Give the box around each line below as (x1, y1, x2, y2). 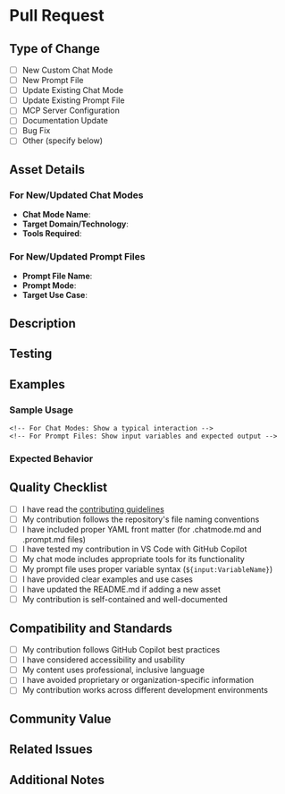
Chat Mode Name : (21, 209, 91, 220)
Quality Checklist (9, 480, 108, 495)
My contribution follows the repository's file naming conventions (21, 514, 260, 525)
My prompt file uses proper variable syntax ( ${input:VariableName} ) (21, 564, 273, 574)
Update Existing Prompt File (21, 95, 125, 106)
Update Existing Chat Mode (21, 85, 124, 96)
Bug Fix (21, 125, 51, 136)
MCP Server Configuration (21, 105, 121, 116)
